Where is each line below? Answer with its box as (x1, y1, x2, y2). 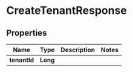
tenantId (9, 56, 34, 64)
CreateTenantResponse (6, 4, 127, 18)
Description (60, 46, 96, 54)
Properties (6, 28, 47, 38)
